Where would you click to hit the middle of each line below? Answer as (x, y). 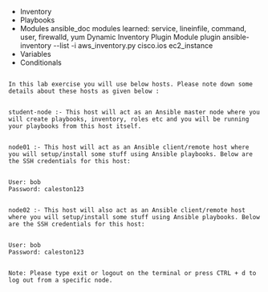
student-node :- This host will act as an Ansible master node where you (134, 112)
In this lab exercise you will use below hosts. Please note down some (130, 84)
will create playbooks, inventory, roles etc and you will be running (129, 119)
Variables (35, 54)
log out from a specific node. (61, 280)
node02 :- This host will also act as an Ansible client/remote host (127, 210)
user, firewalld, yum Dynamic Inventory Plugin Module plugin (120, 37)
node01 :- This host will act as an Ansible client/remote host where (129, 147)
